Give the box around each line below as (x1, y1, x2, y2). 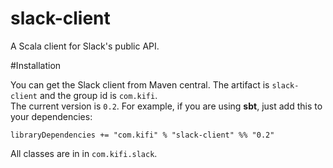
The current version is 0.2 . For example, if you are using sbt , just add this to (10, 100, 323, 112)
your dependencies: (10, 110, 93, 122)
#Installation (10, 59, 62, 71)
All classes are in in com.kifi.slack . (10, 147, 158, 159)
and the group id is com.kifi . (39, 89, 158, 101)
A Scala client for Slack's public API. (10, 40, 160, 52)
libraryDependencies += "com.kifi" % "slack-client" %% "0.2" (10, 130, 275, 140)
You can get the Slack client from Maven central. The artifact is (10, 78, 270, 91)
